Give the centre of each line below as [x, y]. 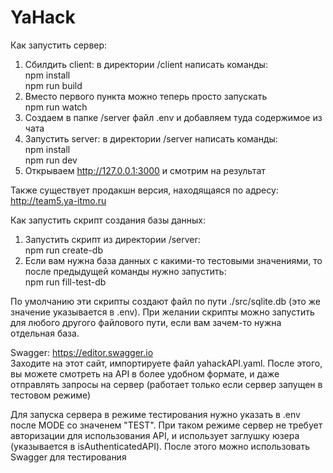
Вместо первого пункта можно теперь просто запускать [146, 96]
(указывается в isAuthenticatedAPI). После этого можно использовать [160, 446]
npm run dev [51, 160]
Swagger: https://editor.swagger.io [82, 352]
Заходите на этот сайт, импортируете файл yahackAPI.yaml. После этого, [166, 363]
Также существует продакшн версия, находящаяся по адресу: [144, 190]
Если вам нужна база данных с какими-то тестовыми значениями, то [173, 260]
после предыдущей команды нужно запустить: [125, 271]
